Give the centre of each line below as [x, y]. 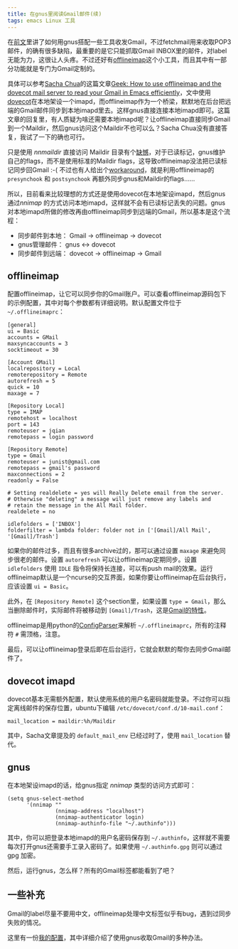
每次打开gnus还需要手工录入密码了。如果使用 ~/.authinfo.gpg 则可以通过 [115, 846]
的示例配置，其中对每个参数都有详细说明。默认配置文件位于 [94, 303]
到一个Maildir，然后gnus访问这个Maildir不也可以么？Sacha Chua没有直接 [114, 128]
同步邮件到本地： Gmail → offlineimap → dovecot [90, 235]
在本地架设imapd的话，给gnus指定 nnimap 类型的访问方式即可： [102, 785]
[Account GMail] [31, 363]
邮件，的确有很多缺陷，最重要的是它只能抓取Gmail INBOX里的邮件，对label [117, 50]
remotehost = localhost [43, 419]
